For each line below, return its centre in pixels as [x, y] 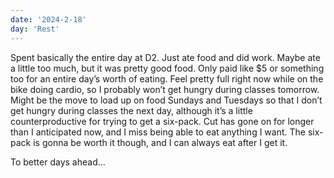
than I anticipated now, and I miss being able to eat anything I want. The [158, 132]
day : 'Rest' [35, 29]
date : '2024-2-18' [48, 19]
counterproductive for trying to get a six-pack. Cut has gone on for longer [162, 121]
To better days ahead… [58, 162]
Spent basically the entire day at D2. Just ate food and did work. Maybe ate [165, 57]
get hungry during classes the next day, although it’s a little [131, 110]
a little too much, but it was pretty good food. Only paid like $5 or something [167, 68]
